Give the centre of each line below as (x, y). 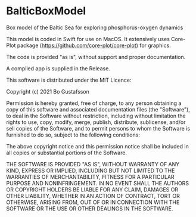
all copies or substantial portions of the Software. (66, 153)
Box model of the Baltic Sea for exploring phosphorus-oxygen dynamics (95, 27)
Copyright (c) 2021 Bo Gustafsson (48, 91)
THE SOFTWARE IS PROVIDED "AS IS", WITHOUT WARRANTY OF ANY (93, 164)
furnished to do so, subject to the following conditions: (73, 135)
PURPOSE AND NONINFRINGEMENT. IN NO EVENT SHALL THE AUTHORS (98, 183)
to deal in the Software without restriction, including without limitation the (96, 116)
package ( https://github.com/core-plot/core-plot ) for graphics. (94, 45)
